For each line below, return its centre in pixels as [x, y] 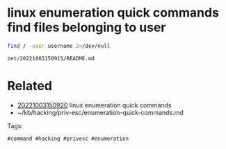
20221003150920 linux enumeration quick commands [94, 105]
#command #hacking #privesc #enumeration [68, 139]
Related [30, 86]
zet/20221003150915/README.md [51, 58]
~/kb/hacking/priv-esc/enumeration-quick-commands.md [100, 112]
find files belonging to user [87, 27]
